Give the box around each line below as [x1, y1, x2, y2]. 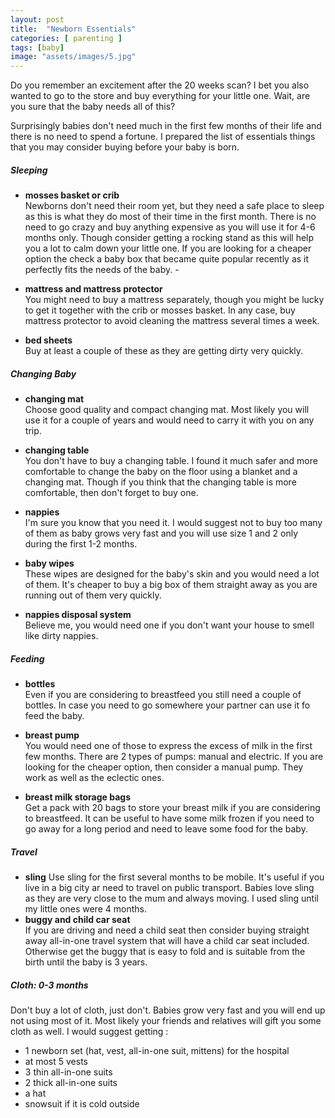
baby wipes [24, 557, 75, 570]
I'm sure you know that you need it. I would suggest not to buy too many [24, 517, 323, 529]
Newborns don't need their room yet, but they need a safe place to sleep [24, 200, 325, 212]
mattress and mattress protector [24, 283, 163, 295]
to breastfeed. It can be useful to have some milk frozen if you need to [24, 812, 315, 825]
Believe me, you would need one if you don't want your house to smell [24, 619, 315, 631]
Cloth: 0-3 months [10, 979, 89, 991]
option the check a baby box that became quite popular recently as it [24, 253, 310, 265]
